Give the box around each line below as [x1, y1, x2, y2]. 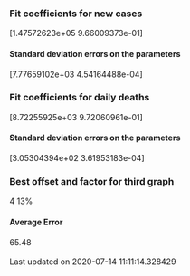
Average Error [9, 216, 63, 227]
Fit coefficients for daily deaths [9, 91, 150, 104]
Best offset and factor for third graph [9, 175, 175, 187]
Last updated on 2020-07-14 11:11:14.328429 [9, 256, 176, 267]
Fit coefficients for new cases [9, 7, 143, 20]
